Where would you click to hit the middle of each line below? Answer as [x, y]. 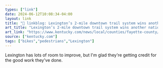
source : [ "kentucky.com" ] [31, 37]
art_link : [15, 32]
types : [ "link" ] [21, 9]
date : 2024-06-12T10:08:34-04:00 [39, 14]
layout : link [18, 18]
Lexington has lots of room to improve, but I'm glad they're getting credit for [81, 55]
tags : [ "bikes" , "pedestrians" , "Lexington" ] [50, 41]
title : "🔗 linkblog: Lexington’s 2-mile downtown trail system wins [76, 23]
